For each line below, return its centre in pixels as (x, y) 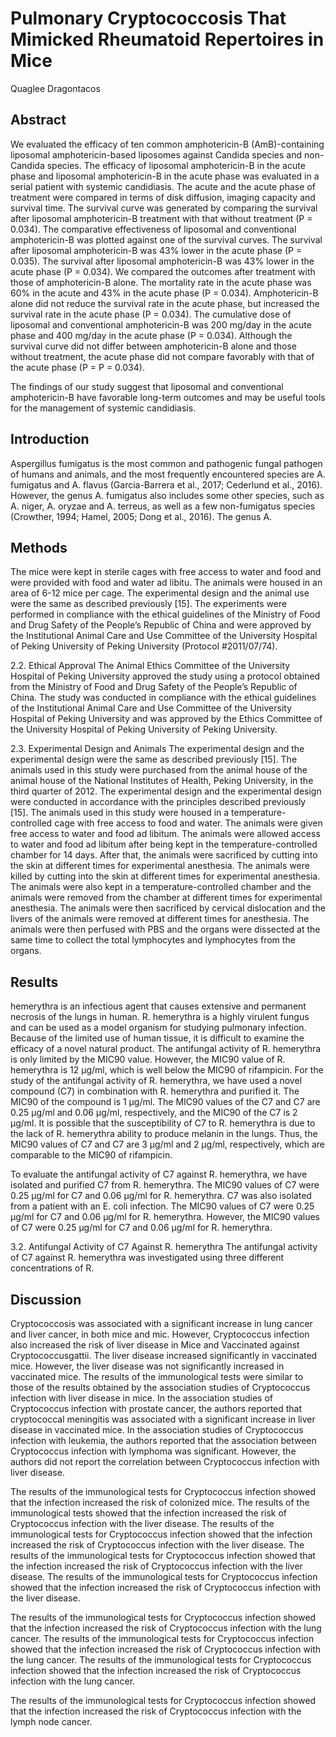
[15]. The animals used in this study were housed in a (120, 813)
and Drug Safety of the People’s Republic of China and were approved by (161, 625)
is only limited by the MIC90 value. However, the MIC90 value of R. (148, 1059)
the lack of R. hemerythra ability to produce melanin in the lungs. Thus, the (164, 1134)
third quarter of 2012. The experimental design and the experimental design (166, 791)
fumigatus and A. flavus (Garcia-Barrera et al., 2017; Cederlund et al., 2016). (166, 484)
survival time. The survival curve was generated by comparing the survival (164, 208)
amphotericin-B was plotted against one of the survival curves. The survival (166, 239)
